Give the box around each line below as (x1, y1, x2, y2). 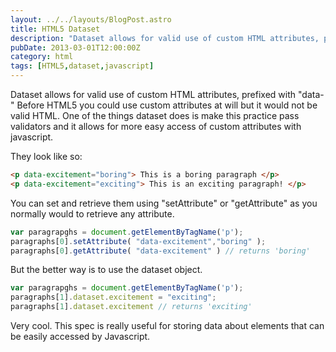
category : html (10, 52, 74, 62)
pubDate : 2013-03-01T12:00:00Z (10, 42, 141, 53)
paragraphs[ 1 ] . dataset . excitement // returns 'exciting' (10, 302, 253, 312)
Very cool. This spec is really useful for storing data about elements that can (10, 320, 325, 331)
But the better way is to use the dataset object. (10, 264, 203, 276)
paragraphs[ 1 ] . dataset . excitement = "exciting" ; (10, 292, 217, 303)
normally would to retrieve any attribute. (10, 207, 175, 220)
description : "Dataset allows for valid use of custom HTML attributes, (10, 33, 320, 43)
